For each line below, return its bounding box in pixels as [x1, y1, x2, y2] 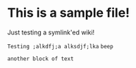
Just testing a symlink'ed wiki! [7, 28, 95, 36]
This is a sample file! [7, 5, 130, 21]
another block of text [7, 55, 74, 62]
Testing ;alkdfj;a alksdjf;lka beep [7, 43, 114, 50]
